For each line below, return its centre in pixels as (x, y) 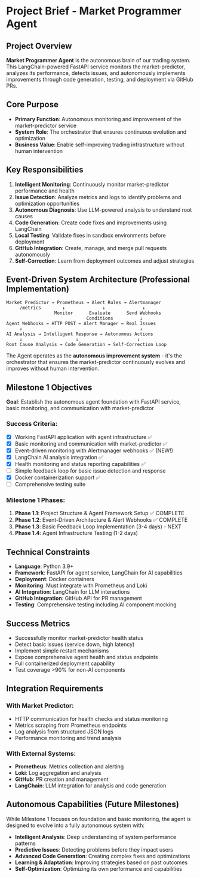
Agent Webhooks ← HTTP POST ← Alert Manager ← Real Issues (81, 324)
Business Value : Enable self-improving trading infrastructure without (100, 145)
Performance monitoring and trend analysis (68, 738)
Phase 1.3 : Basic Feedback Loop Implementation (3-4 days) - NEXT (98, 527)
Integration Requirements (55, 689)
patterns (25, 843)
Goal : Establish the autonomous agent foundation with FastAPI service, (93, 402)
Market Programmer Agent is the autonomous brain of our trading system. (99, 60)
